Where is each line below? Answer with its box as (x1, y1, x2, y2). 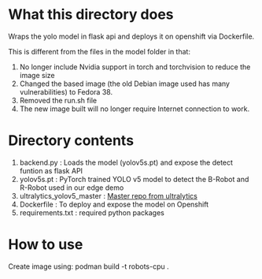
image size (19, 70, 55, 80)
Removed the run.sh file (19, 95, 97, 105)
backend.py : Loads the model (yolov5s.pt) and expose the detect (19, 158, 234, 167)
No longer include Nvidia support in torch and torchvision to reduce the (19, 61, 251, 72)
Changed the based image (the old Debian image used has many (19, 79, 231, 88)
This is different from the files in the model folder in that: (8, 46, 191, 56)
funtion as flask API (19, 166, 83, 175)
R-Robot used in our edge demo (19, 183, 124, 192)
